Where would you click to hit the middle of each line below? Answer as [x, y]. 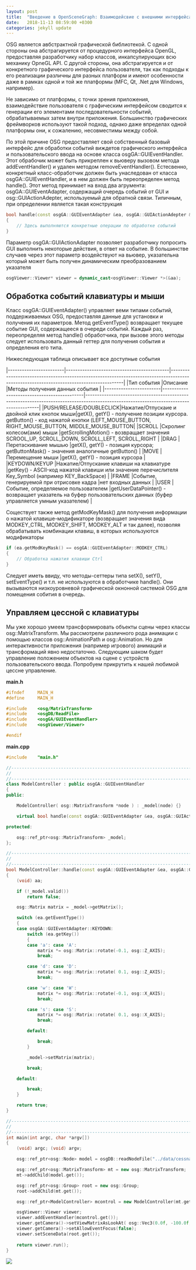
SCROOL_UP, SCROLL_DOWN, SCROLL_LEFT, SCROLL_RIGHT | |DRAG [91, 439]
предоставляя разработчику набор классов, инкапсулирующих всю [91, 57]
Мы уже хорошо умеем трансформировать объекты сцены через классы [98, 627]
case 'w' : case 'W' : [52, 988]
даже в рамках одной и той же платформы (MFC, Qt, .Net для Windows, [95, 82]
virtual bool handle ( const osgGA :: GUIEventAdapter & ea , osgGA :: [96, 816]
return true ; [32, 1105]
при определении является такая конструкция [64, 204]
